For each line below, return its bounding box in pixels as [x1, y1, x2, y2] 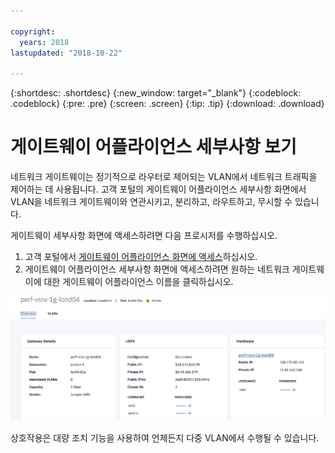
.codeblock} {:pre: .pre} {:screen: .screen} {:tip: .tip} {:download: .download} [10, 98, 325, 110]
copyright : [10, 26, 56, 37]
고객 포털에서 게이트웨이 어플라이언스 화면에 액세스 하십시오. [24, 251, 258, 263]
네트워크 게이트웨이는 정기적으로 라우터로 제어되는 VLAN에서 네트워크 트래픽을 [10, 171, 318, 183]
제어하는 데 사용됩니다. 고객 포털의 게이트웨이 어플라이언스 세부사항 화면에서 [10, 183, 307, 195]
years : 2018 [19, 37, 70, 47]
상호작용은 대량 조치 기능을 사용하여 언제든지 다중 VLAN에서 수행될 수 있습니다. [10, 431, 320, 444]
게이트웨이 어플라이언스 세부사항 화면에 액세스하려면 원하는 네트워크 [24, 263, 290, 275]
